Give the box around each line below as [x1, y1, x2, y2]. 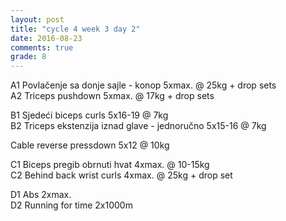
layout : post [10, 14, 65, 25]
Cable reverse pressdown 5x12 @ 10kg [10, 139, 170, 151]
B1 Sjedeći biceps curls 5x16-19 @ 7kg [10, 109, 169, 121]
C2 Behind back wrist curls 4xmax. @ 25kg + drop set [10, 169, 233, 181]
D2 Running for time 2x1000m [10, 199, 133, 211]
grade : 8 [10, 52, 47, 62]
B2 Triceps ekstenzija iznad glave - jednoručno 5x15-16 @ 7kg [10, 120, 267, 132]
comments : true [10, 42, 74, 53]
